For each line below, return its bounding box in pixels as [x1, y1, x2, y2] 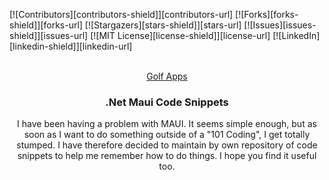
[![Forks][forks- [235, 9, 299, 20]
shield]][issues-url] [9, 30, 89, 41]
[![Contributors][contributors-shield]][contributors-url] [9, 9, 234, 20]
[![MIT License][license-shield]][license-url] [90, 30, 271, 41]
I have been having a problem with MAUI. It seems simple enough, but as [17, 118, 317, 130]
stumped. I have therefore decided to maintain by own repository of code [16, 139, 318, 151]
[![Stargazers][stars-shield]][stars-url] [84, 19, 242, 31]
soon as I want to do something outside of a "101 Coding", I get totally [23, 129, 311, 141]
